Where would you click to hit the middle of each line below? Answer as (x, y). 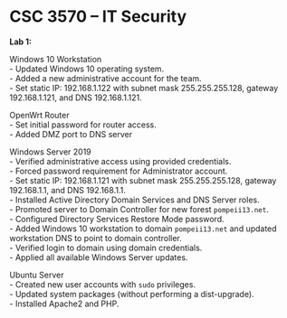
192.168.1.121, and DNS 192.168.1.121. (76, 98)
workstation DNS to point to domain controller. (96, 238)
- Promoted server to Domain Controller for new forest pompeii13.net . (139, 209)
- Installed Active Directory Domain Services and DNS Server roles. (134, 200)
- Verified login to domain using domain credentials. (106, 248)
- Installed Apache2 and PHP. (64, 304)
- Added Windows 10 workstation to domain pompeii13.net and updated (143, 229)
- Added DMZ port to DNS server (71, 134)
